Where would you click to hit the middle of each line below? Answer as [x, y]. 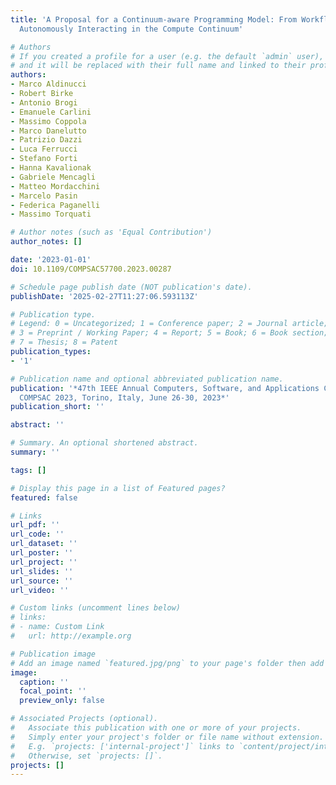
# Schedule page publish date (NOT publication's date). [131, 287]
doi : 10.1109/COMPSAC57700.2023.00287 [91, 269]
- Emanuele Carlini [51, 112]
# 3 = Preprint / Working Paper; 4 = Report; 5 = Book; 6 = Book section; [169, 333]
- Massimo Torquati [51, 214]
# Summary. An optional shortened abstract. [104, 443]
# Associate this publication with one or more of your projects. [156, 728]
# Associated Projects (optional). [84, 719]
